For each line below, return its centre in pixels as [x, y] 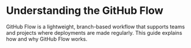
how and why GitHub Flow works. [47, 39]
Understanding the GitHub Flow [85, 11]
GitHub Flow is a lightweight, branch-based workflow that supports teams [95, 27]
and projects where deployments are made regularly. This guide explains [94, 32]
